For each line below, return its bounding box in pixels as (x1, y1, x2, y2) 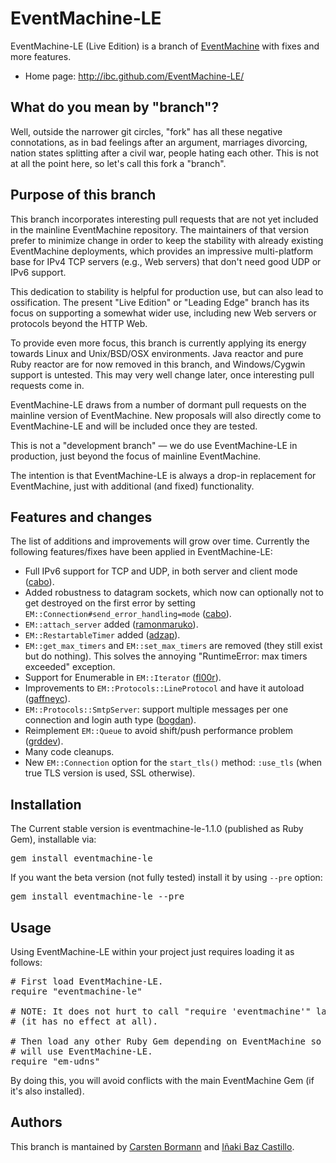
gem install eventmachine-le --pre (10, 891, 185, 902)
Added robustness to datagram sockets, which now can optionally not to (24, 587, 324, 599)
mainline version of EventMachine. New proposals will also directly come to (10, 409, 322, 421)
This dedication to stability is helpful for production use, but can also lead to (10, 285, 324, 297)
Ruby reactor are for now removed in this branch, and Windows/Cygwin (10, 358, 306, 370)
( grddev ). (24, 735, 64, 747)
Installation (10, 796, 82, 813)
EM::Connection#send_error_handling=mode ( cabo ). (24, 608, 232, 620)
